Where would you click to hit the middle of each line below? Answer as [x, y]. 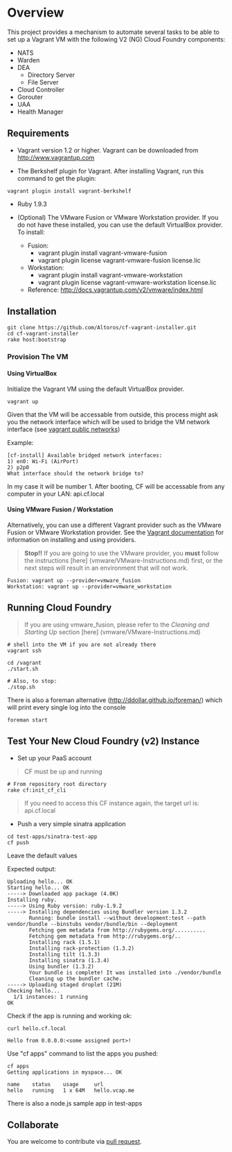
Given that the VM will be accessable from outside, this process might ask [113, 414]
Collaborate [33, 1125]
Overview [36, 13]
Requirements [38, 133]
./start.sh [23, 669]
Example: [20, 442]
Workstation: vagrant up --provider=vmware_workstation [89, 586]
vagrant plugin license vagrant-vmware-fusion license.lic [119, 260]
